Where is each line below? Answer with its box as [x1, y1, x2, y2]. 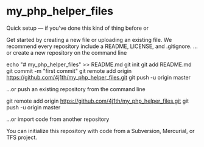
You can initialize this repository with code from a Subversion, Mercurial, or [6, 127, 195, 134]
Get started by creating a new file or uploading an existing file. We [6, 36, 172, 43]
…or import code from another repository [6, 115, 110, 123]
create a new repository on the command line [13, 49, 127, 56]
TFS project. [6, 134, 38, 141]
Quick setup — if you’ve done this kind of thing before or [6, 24, 149, 32]
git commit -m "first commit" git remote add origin [6, 67, 132, 74]
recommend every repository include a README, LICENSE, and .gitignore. [6, 43, 192, 50]
